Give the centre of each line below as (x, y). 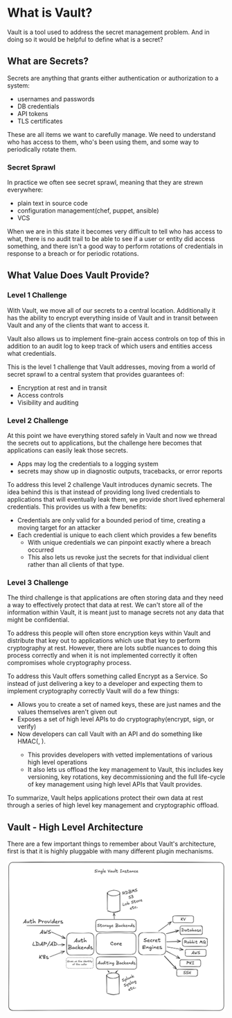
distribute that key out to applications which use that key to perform (104, 641)
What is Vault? (50, 13)
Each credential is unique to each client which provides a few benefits (117, 535)
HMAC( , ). (32, 741)
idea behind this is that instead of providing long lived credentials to (104, 492)
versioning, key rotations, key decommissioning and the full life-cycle (126, 777)
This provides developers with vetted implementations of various (120, 755)
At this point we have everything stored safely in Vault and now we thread (112, 436)
